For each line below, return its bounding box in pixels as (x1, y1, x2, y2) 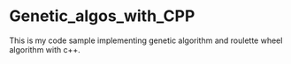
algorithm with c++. (9, 44, 81, 54)
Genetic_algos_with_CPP (9, 6, 195, 26)
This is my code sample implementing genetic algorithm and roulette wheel (9, 35, 283, 46)
